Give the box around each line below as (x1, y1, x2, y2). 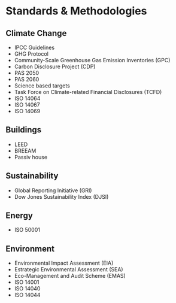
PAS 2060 (14, 76, 40, 83)
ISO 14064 (14, 95, 41, 102)
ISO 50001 (14, 226, 40, 234)
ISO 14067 (14, 101, 40, 108)
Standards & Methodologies (5, 4, 147, 18)
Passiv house (14, 153, 48, 160)
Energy (5, 211, 34, 221)
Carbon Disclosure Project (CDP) (14, 63, 96, 70)
